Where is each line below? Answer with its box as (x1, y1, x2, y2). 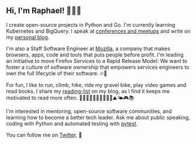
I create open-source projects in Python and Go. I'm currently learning (6, 21, 176, 28)
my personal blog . (6, 33, 50, 41)
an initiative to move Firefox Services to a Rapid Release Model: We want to (6, 57, 188, 64)
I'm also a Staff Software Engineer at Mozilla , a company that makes (6, 45, 171, 52)
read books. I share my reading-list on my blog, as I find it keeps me (6, 87, 170, 94)
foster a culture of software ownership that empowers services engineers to (6, 64, 190, 71)
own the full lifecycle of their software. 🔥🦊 (6, 69, 107, 76)
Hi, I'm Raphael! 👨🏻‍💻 (6, 6, 82, 16)
